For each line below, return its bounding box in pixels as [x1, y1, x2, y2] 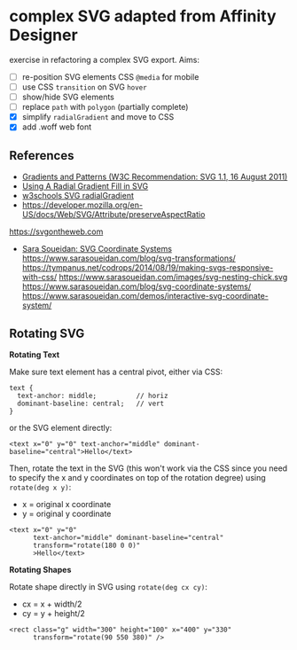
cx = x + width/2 [21, 599, 82, 609]
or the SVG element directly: [9, 422, 113, 433]
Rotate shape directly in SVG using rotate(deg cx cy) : [9, 581, 208, 591]
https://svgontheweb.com [9, 226, 104, 237]
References [9, 148, 74, 163]
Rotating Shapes [9, 564, 72, 575]
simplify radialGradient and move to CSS [21, 112, 175, 122]
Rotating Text [9, 348, 60, 360]
